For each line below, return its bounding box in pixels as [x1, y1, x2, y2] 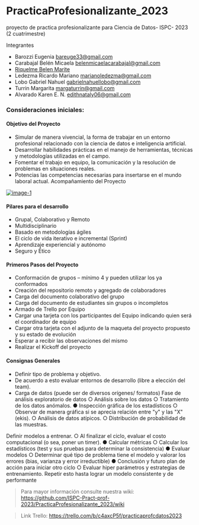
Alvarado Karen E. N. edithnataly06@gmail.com [14, 91, 131, 98]
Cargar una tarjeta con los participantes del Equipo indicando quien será [14, 312, 192, 319]
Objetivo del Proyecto [6, 120, 61, 128]
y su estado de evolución [14, 331, 76, 338]
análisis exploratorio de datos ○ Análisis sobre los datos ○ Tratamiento [14, 396, 190, 403]
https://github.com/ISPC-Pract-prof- [20, 494, 110, 501]
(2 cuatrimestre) [6, 30, 46, 37]
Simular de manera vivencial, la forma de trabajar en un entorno [14, 133, 171, 141]
